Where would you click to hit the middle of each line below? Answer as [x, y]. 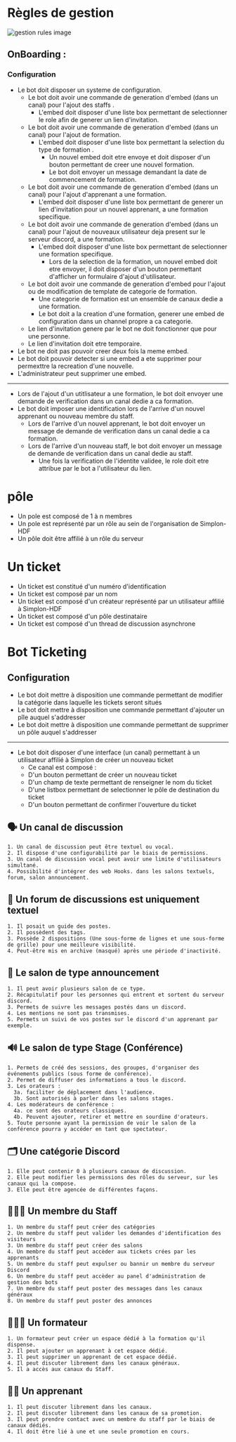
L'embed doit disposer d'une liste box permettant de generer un [131, 202]
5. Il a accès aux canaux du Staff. [61, 1370]
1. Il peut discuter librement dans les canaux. [80, 1407]
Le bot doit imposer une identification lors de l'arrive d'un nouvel [111, 408]
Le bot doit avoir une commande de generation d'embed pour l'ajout [127, 284]
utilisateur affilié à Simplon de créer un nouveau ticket [95, 759]
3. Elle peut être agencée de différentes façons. [83, 1189]
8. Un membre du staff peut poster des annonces [80, 1301]
